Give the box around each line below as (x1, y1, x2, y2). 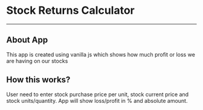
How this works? (6, 75, 71, 85)
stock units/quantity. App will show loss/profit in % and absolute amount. (6, 97, 188, 104)
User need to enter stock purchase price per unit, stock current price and (6, 91, 189, 98)
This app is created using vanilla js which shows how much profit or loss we (6, 50, 195, 58)
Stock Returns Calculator (6, 4, 135, 17)
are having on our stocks (6, 57, 68, 64)
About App (6, 35, 48, 45)
